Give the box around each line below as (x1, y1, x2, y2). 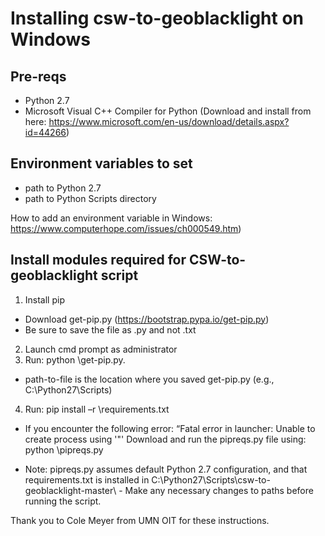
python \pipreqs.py (24, 443, 104, 456)
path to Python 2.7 (24, 182, 102, 194)
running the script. (24, 495, 102, 507)
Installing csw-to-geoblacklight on (10, 7, 304, 30)
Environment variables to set (10, 155, 193, 172)
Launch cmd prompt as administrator (24, 343, 178, 355)
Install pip (24, 293, 65, 306)
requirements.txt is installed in (24, 473, 150, 486)
